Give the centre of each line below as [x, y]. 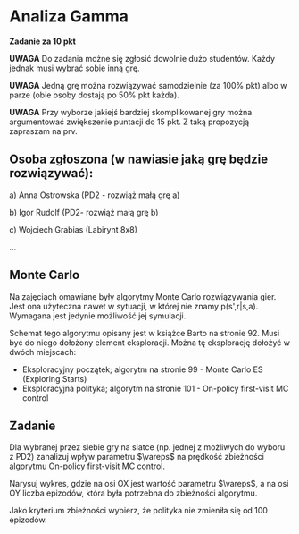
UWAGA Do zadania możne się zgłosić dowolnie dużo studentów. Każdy [142, 58]
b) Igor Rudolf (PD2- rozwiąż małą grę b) [84, 212]
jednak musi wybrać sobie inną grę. [75, 68]
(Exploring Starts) [54, 378]
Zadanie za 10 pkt [42, 41]
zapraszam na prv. [43, 131]
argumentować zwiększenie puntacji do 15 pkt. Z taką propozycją [129, 122]
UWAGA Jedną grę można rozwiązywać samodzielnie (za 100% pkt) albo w [148, 85]
